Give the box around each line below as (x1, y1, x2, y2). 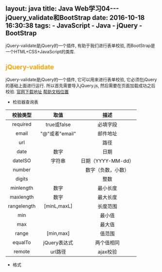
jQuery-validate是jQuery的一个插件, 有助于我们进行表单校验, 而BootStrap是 (5, 43, 155, 48)
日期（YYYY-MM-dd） (81, 157, 134, 164)
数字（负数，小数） (85, 166, 130, 173)
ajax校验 (97, 248, 117, 255)
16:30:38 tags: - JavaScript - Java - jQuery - (5, 21, 143, 30)
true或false (46, 121, 71, 128)
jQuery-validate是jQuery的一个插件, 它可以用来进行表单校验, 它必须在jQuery (5, 77, 157, 82)
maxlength (9, 193, 34, 200)
